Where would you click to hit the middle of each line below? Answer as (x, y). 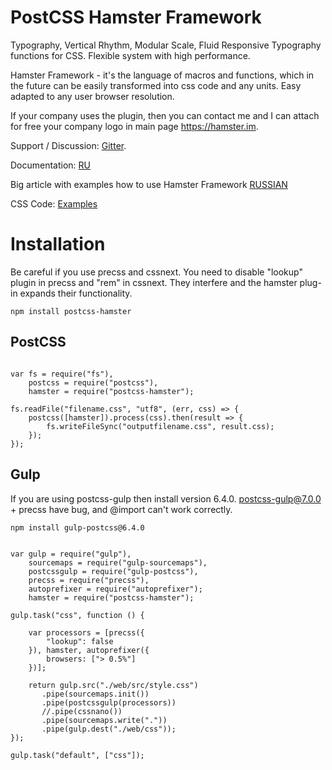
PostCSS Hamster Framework (136, 17)
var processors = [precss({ (86, 632)
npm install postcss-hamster (71, 311)
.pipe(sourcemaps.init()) (95, 694)
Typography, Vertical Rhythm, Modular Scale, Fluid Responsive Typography (166, 45)
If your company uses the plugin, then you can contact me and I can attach (165, 115)
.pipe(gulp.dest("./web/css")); (109, 729)
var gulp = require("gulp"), (71, 554)
